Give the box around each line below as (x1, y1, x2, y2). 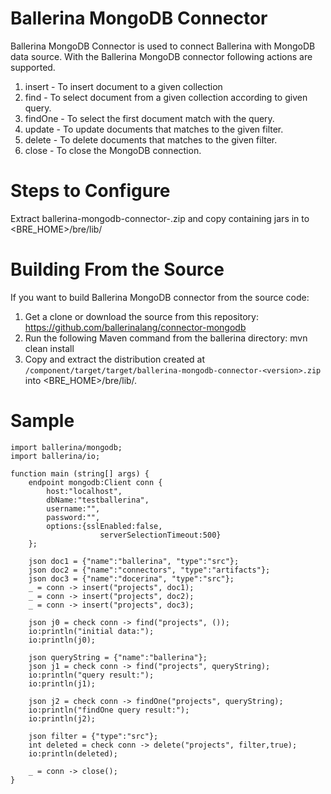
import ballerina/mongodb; (10, 442, 123, 452)
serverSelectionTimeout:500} (99, 530, 222, 540)
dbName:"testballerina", (46, 495, 150, 505)
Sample (10, 410, 75, 432)
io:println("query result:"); (28, 670, 155, 680)
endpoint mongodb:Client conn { (28, 477, 163, 487)
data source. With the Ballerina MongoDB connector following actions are (10, 50, 313, 62)
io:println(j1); (28, 678, 97, 689)
